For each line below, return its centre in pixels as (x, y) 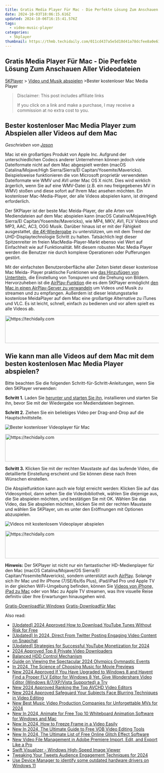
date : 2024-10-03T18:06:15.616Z (38, 14)
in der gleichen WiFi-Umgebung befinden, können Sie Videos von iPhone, (79, 586)
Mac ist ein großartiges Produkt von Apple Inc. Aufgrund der (66, 154)
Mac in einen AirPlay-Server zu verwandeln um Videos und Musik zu (74, 288)
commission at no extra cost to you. (53, 110)
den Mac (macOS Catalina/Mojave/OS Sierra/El (52, 571)
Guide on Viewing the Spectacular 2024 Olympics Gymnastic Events (81, 661)
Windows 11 (24, 766)
